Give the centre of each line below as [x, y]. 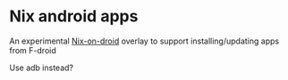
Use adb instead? [42, 68]
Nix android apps [74, 16]
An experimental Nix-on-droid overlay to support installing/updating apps [144, 41]
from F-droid [33, 50]
